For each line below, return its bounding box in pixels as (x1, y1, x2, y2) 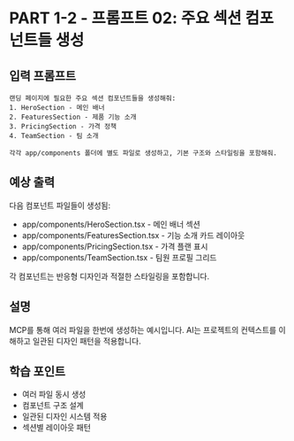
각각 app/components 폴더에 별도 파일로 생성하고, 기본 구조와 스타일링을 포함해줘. (9, 149, 278, 158)
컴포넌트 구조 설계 (21, 400, 84, 411)
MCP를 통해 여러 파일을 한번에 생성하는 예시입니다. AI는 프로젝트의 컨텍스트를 (9, 324, 276, 335)
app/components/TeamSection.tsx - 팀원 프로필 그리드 (21, 251, 217, 262)
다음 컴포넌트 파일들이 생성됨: (9, 200, 111, 211)
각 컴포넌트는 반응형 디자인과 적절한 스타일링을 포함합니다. (9, 271, 210, 282)
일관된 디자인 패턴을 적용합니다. (32, 336, 141, 346)
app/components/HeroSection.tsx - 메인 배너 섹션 (21, 219, 200, 229)
